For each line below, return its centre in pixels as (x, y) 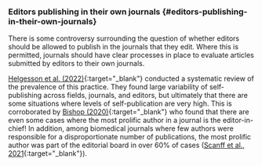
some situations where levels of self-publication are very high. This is (120, 103)
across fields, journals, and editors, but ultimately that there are (146, 96)
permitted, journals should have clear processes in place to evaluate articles (131, 55)
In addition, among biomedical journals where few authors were (131, 128)
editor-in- (238, 121)
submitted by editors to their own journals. (76, 63)
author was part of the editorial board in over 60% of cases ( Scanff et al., (127, 145)
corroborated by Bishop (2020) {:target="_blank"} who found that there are (129, 112)
